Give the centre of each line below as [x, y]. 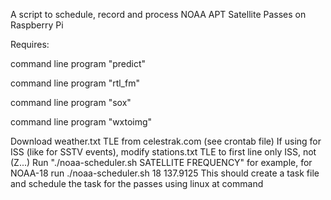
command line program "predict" [78, 63]
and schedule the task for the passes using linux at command [137, 183]
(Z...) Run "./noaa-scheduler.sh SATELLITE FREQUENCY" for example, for [161, 162]
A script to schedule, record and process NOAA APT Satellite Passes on [158, 14]
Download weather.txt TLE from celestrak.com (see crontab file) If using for [166, 141]
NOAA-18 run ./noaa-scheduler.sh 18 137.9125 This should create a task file [165, 173]
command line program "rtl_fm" [75, 83]
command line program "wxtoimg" [81, 122]
